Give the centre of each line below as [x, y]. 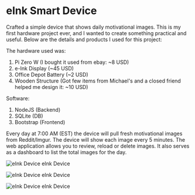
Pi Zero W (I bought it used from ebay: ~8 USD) [72, 62]
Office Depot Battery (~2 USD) [52, 74]
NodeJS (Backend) [37, 110]
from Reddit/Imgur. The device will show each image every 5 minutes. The [96, 139]
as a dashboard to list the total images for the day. [66, 152]
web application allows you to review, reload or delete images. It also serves [98, 146]
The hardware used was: [36, 50]
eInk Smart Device [52, 11]
